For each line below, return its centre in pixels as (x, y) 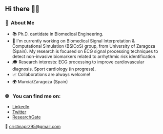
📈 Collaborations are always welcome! (51, 74)
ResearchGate (26, 117)
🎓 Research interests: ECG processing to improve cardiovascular (78, 62)
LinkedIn (21, 106)
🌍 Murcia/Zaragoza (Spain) (40, 81)
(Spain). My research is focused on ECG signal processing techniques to (85, 51)
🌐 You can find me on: (33, 96)
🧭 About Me (20, 23)
